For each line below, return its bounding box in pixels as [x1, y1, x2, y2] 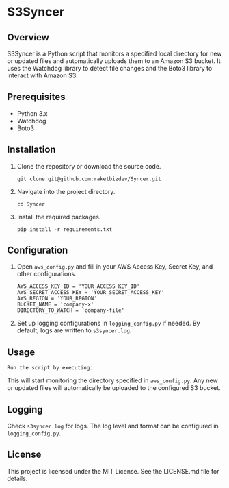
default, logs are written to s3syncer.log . [16, 326, 132, 334]
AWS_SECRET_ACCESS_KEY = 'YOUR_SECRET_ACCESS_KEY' [16, 289, 165, 296]
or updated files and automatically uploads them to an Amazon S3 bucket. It [7, 57, 221, 65]
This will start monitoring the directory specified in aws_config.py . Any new [7, 376, 219, 385]
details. [7, 474, 28, 483]
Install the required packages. [16, 212, 101, 221]
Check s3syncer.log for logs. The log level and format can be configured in [7, 422, 219, 430]
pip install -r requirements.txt [16, 225, 113, 233]
